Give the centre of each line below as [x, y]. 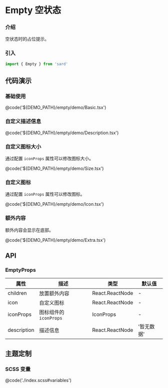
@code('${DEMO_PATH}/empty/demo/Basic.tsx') [56, 108]
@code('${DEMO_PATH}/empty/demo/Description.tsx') [62, 133]
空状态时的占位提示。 [27, 39]
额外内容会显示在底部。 [29, 230]
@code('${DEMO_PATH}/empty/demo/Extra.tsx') [55, 240]
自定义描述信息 [23, 122]
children [17, 293]
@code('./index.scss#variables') [38, 380]
